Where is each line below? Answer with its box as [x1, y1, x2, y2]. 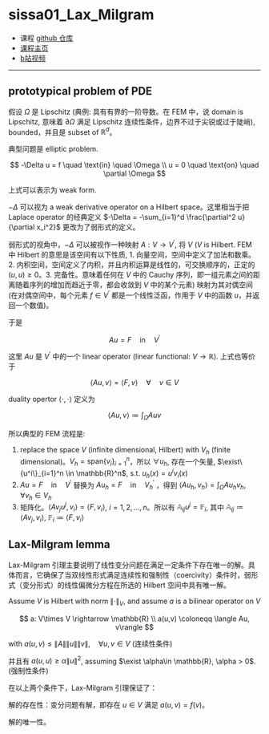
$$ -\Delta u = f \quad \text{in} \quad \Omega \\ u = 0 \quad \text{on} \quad [10, 160, 259, 170]
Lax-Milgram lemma [8, 537, 110, 551]
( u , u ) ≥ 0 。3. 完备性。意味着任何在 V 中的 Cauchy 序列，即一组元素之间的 [8, 270, 254, 280]
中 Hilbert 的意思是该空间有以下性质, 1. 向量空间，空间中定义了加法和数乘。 [8, 250, 256, 260]
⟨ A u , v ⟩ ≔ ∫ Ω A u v [107, 411, 162, 422]
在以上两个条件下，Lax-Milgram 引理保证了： [8, 683, 158, 693]
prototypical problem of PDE [8, 84, 153, 98]
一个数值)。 [14, 300, 54, 310]
